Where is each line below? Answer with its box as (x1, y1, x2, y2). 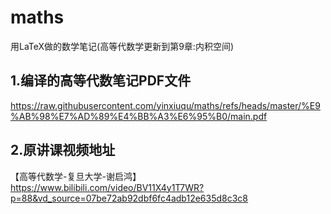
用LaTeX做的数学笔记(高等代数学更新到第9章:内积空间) (10, 40, 235, 52)
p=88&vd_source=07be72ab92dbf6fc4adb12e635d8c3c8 (10, 192, 249, 204)
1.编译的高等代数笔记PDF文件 (10, 72, 192, 90)
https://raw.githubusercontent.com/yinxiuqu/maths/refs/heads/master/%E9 (10, 99, 321, 111)
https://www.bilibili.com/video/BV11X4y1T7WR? (10, 181, 205, 193)
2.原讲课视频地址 (10, 142, 116, 159)
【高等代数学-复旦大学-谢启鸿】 (10, 170, 142, 182)
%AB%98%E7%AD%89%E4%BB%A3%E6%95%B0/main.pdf (10, 110, 268, 122)
